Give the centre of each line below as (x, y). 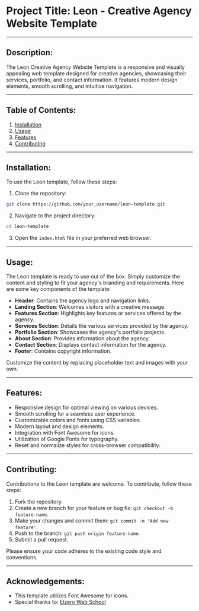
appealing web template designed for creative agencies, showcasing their (96, 73)
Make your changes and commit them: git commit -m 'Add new (92, 520)
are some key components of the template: (59, 289)
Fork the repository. (39, 501)
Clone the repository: (41, 194)
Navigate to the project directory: (55, 216)
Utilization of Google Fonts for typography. (67, 439)
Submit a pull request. (41, 539)
